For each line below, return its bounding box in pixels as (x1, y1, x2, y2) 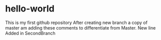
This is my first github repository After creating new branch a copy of (5, 19, 147, 25)
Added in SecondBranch (5, 30, 56, 36)
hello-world (5, 3, 55, 14)
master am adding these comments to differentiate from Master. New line (5, 24, 156, 30)
